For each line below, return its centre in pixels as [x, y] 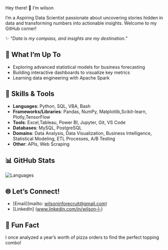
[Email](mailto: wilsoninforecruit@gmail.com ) [60, 204]
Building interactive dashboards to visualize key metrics [71, 72]
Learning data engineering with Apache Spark [61, 78]
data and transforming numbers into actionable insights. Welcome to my [81, 23]
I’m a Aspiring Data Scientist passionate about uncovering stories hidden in [84, 18]
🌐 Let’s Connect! [33, 191]
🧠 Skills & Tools [30, 94]
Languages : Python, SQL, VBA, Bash [52, 106]
